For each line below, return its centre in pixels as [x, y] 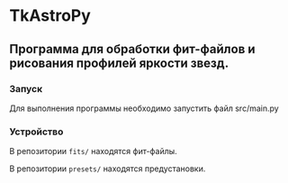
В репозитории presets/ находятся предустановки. [108, 169]
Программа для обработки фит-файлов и [132, 49]
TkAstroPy [50, 16]
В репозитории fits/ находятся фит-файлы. [93, 151]
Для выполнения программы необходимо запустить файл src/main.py [144, 108]
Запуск [26, 88]
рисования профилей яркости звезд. [119, 63]
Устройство [36, 132]
